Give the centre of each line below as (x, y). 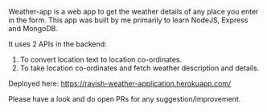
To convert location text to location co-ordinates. (101, 60)
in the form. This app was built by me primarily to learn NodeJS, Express (128, 20)
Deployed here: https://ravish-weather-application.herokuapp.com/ (120, 84)
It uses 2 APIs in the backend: (58, 44)
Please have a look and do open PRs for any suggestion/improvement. (125, 99)
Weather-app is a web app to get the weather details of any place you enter (133, 12)
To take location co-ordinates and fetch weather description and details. (140, 68)
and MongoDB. (33, 28)
